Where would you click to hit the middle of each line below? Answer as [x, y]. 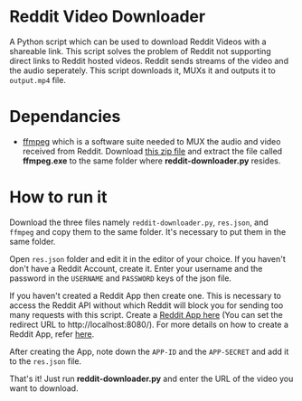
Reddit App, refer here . [52, 334]
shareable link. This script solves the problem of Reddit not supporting [140, 51]
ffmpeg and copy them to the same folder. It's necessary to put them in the [148, 231]
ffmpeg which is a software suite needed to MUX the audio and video [151, 141]
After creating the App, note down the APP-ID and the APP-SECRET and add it [149, 351]
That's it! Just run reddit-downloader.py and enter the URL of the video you [151, 378]
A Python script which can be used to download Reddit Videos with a [138, 42]
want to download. [44, 388]
